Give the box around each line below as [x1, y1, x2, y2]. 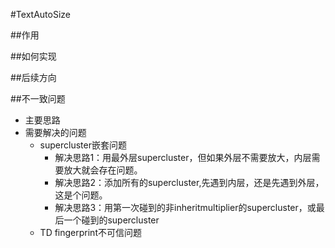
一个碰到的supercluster [63, 214, 160, 226]
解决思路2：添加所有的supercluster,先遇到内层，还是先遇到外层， [54, 177, 325, 188]
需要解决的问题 [24, 127, 87, 138]
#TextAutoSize [10, 9, 71, 20]
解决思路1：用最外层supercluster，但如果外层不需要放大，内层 [54, 152, 312, 163]
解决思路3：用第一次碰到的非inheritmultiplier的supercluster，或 [54, 202, 317, 213]
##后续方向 [10, 72, 57, 83]
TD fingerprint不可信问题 [39, 227, 142, 238]
